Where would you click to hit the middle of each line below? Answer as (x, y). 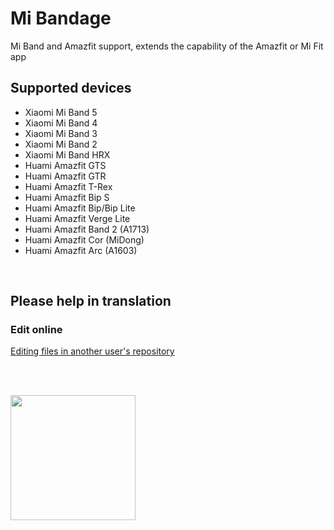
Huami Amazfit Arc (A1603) (81, 250)
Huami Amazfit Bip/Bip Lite (80, 208)
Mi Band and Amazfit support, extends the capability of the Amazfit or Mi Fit (167, 46)
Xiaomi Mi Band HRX (67, 154)
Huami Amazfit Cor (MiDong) (84, 239)
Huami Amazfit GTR (65, 176)
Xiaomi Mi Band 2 (61, 144)
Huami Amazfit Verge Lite (77, 218)
